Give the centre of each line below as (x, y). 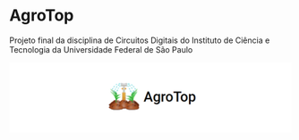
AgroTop (42, 16)
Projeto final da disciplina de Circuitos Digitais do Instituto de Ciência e (140, 40)
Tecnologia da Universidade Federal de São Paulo (101, 49)
